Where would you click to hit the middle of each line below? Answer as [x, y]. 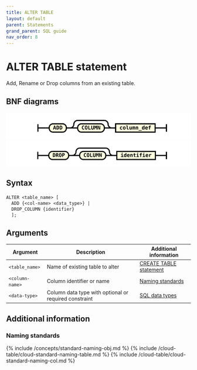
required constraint [70, 298]
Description [91, 252]
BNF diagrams [32, 102]
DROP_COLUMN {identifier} [43, 209]
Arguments [27, 233]
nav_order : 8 [22, 37]
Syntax [19, 183]
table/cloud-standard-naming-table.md [53, 355]
